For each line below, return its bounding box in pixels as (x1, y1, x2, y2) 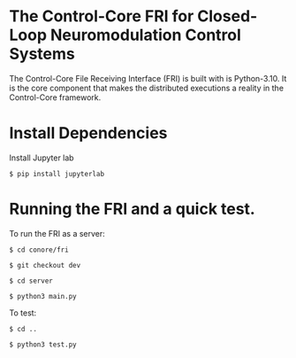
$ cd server (9, 276, 53, 285)
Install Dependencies (9, 123, 168, 144)
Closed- (197, 6, 258, 27)
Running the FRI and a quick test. (9, 199, 256, 219)
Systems (9, 44, 75, 64)
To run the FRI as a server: (9, 228, 106, 238)
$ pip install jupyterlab (9, 169, 104, 178)
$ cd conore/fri (9, 245, 69, 254)
